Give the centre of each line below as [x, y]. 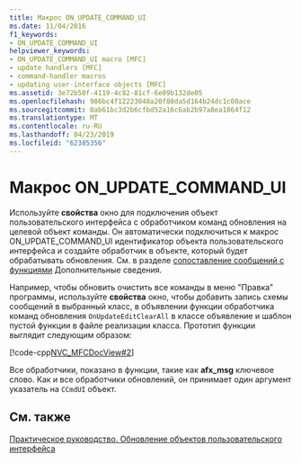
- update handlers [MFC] [56, 68]
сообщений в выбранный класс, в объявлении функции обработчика [142, 306]
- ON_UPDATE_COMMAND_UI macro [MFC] [78, 59]
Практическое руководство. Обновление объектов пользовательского [146, 439]
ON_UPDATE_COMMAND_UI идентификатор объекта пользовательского [146, 241]
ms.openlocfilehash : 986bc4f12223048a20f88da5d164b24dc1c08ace [130, 101]
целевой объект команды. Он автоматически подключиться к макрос [144, 231]
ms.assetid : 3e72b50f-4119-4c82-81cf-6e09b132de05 [106, 93]
